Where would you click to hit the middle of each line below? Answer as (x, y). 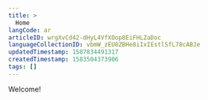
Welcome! (25, 89)
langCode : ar (30, 30)
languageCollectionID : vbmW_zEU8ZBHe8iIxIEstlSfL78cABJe (104, 45)
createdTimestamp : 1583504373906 (64, 60)
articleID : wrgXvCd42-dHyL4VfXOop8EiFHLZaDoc (85, 37)
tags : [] (23, 67)
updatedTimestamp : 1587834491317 (64, 52)
